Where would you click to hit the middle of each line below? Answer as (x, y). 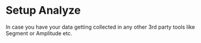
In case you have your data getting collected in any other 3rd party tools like (101, 27)
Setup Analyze (43, 10)
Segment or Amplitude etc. (39, 33)
